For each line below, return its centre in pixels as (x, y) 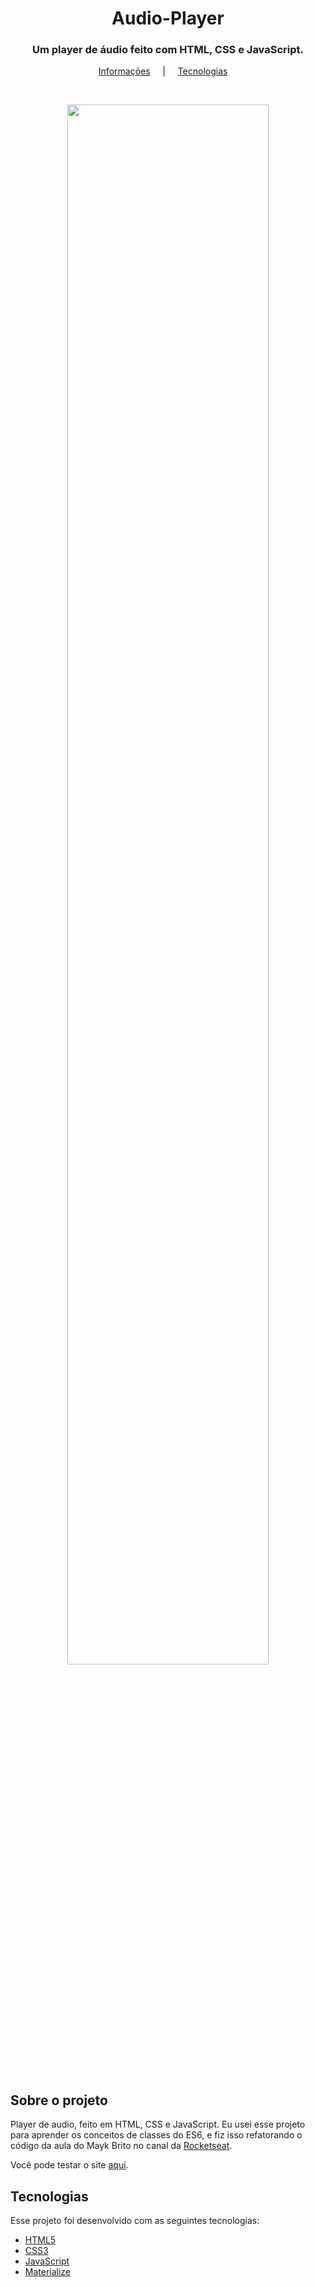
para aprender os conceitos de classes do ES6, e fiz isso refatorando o (156, 2135)
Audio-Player (168, 18)
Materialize (48, 2272)
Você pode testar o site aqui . (69, 2165)
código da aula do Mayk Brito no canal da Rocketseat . (121, 2146)
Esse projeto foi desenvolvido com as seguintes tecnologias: (135, 2221)
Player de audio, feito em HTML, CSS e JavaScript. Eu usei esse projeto (158, 2124)
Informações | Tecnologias (163, 71)
